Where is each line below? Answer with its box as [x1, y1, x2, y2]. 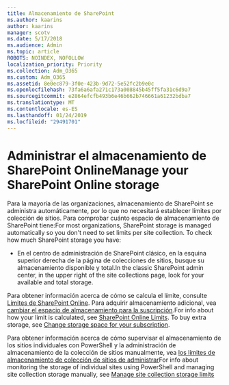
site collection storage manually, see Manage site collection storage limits [7, 371, 215, 379]
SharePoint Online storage [7, 177, 159, 192]
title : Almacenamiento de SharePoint [7, 10, 115, 17]
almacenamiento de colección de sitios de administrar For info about [7, 356, 199, 364]
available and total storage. [16, 278, 94, 286]
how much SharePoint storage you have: [7, 236, 122, 244]
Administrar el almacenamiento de [7, 148, 207, 163]
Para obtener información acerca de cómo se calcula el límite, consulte [7, 292, 207, 300]
